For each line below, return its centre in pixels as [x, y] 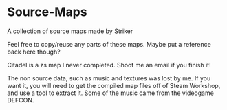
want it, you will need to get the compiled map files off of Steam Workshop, [114, 85]
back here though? [34, 52]
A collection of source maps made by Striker [70, 31]
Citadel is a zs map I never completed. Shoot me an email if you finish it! [109, 65]
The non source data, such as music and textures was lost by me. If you [109, 78]
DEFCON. [21, 100]
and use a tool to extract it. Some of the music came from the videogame [111, 93]
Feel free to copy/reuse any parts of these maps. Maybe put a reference [109, 44]
